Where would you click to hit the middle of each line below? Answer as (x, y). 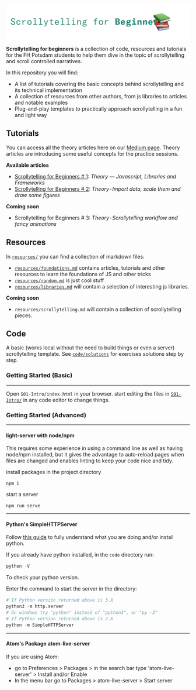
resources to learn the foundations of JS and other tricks (83, 274)
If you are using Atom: (33, 657)
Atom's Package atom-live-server (48, 644)
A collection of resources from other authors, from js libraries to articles (101, 96)
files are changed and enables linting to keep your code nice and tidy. (90, 461)
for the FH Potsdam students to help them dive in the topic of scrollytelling (95, 55)
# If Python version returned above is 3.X (60, 600)
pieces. (23, 315)
